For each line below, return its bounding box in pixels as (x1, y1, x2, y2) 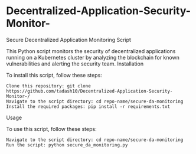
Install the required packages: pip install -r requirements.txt (6, 103, 170, 110)
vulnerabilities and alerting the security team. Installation (6, 60, 143, 67)
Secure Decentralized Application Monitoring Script (6, 36, 132, 43)
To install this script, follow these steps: (6, 71, 102, 78)
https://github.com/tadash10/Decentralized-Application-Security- (6, 88, 173, 94)
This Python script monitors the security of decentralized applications (6, 47, 176, 54)
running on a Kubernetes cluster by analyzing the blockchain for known (6, 54, 180, 61)
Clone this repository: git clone (6, 83, 92, 89)
